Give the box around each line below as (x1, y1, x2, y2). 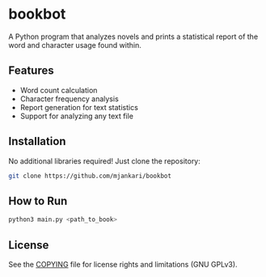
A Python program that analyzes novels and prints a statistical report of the (8, 32, 259, 41)
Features (8, 64, 54, 78)
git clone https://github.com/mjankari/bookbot (8, 172, 172, 180)
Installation (8, 134, 66, 148)
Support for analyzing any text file (19, 111, 133, 121)
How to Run (8, 194, 68, 207)
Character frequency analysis (19, 94, 119, 104)
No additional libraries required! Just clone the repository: (8, 156, 201, 166)
